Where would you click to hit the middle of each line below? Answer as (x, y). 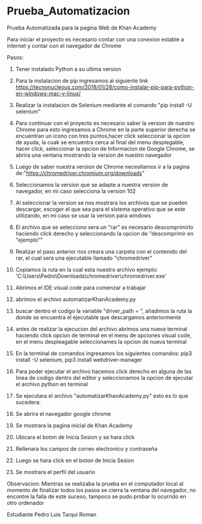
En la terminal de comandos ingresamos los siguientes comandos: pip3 (104, 353)
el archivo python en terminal (52, 384)
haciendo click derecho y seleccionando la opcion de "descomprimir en (105, 233)
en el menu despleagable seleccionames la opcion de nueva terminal (101, 341)
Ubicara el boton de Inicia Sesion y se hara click (75, 437)
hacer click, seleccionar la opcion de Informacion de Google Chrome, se (105, 148)
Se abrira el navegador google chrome (63, 413)
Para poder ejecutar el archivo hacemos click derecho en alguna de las (103, 371)
